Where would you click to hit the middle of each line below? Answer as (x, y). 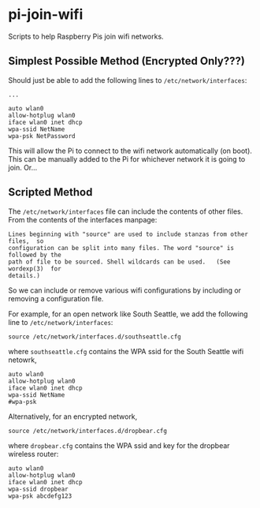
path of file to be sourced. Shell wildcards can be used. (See (119, 262)
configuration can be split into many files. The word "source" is (121, 248)
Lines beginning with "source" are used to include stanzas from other (128, 234)
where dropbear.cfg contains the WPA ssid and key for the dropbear (119, 445)
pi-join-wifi (46, 15)
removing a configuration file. (56, 298)
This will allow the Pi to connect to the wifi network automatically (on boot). (130, 151)
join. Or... (23, 167)
